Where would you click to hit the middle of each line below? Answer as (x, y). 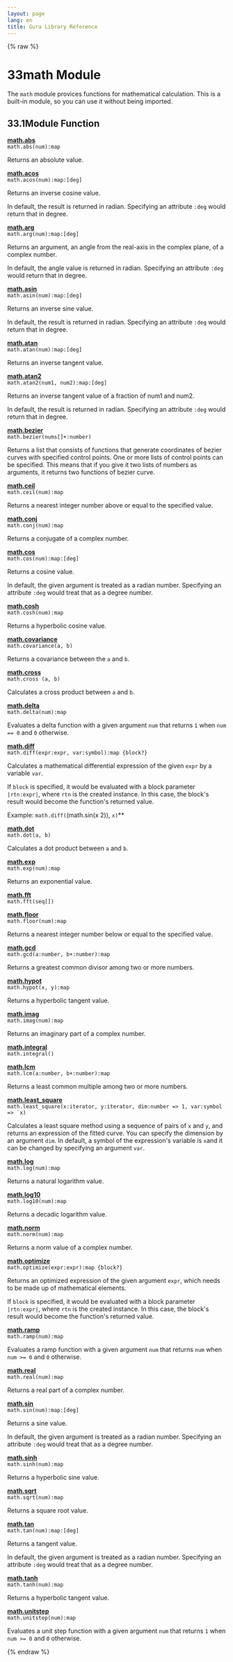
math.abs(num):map (34, 147)
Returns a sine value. (37, 1423)
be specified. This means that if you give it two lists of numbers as (102, 465)
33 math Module (54, 75)
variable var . (25, 773)
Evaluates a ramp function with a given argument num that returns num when (115, 1350)
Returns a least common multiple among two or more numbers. (98, 1087)
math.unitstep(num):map (42, 1618)
